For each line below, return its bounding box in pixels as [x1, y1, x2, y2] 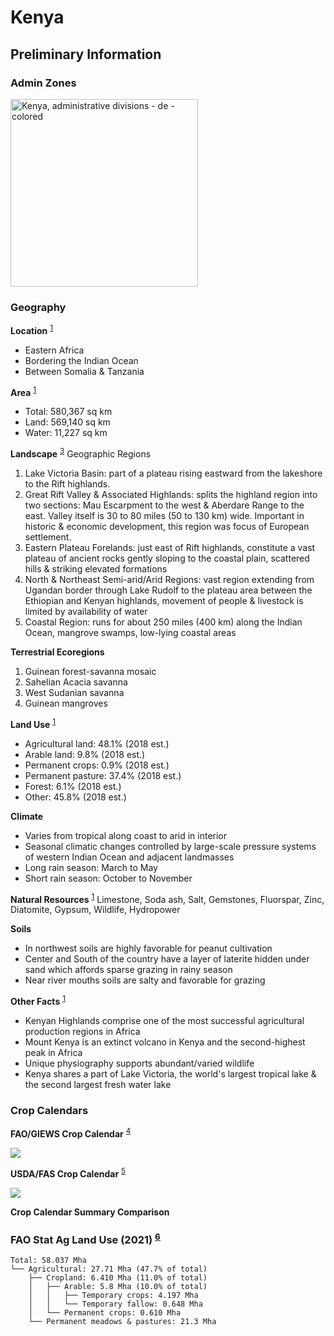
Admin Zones [10, 76, 77, 90]
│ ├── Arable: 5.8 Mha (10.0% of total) [28, 1282, 208, 1292]
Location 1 [10, 323, 53, 336]
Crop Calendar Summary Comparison [10, 1206, 170, 1218]
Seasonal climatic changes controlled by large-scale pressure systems [24, 840, 317, 852]
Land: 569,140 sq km [24, 416, 111, 428]
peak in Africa [24, 1047, 83, 1059]
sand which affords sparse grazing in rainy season [24, 964, 233, 976]
